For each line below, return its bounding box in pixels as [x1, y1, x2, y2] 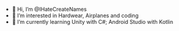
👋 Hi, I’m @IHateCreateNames [11, 6, 87, 13]
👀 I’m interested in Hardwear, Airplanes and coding [11, 12, 139, 19]
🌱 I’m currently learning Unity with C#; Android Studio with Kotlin [11, 18, 174, 25]
